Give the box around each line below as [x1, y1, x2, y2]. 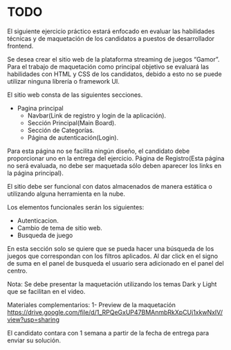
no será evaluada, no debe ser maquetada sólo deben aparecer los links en [7, 161, 222, 169]
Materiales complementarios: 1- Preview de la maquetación [7, 300, 176, 308]
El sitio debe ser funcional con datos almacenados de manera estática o [7, 182, 212, 190]
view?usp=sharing [7, 315, 60, 324]
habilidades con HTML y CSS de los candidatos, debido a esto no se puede [7, 70, 223, 78]
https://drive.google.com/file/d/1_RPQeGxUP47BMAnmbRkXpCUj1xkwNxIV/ [7, 308, 223, 316]
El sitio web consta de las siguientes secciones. [7, 91, 143, 99]
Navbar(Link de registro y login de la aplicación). [27, 111, 167, 120]
